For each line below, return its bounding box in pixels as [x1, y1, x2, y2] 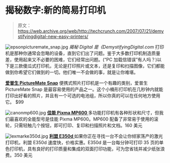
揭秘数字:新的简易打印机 [5, 5, 106, 16]
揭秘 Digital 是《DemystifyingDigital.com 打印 [69, 44, 164, 50]
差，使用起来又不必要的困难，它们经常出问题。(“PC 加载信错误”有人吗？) [5, 56, 157, 62]
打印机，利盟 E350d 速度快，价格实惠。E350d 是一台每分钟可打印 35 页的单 [5, 139, 164, 145]
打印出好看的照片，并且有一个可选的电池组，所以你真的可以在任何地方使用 [5, 92, 160, 99]
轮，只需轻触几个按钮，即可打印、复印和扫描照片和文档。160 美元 [5, 122, 143, 128]
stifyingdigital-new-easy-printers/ [17, 33, 89, 39]
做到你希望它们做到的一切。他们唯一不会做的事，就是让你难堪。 [5, 69, 138, 75]
